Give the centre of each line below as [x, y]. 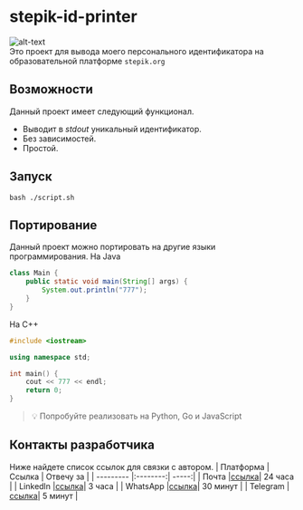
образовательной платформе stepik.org [87, 61]
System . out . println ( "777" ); [95, 290]
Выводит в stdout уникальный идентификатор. [112, 129]
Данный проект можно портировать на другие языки [113, 247]
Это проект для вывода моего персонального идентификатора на [137, 51]
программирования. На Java [65, 256]
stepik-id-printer [73, 17]
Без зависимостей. [59, 139]
